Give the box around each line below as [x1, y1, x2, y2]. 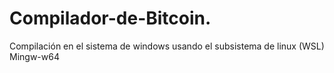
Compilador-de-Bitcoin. [9, 7, 212, 30]
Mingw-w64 [9, 50, 60, 62]
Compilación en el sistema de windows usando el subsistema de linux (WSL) [9, 40, 325, 52]
